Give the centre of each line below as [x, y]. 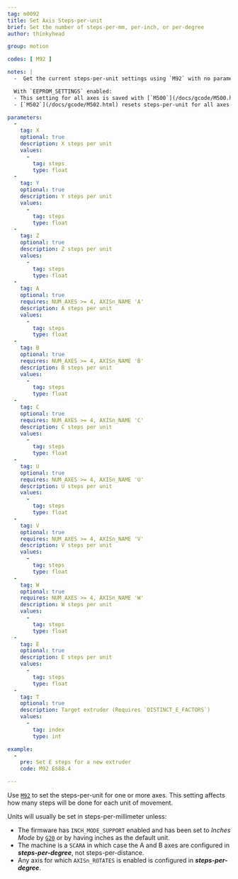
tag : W [30, 585]
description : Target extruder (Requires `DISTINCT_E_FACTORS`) [115, 710]
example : [20, 749]
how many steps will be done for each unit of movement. [90, 803]
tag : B [30, 348]
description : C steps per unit [66, 427]
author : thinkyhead [36, 34]
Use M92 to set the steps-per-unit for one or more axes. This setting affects [116, 795]
